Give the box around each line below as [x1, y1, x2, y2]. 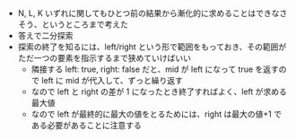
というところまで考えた [41, 19, 128, 30]
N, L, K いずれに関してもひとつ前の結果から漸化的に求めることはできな [17, 8, 280, 18]
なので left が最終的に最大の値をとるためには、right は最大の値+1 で [30, 109, 283, 119]
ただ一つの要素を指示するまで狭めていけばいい [17, 53, 191, 63]
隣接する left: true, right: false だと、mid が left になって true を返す [30, 64, 280, 74]
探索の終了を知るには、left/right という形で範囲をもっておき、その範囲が [17, 41, 287, 52]
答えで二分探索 [17, 30, 74, 40]
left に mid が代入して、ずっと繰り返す [41, 75, 184, 85]
